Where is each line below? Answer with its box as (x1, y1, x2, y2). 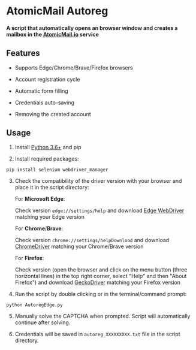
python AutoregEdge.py (6, 302, 63, 308)
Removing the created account (14, 110, 91, 117)
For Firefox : (14, 255, 44, 262)
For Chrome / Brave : (14, 225, 64, 232)
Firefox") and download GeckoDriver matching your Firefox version (14, 279, 181, 286)
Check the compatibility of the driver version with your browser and (14, 177, 182, 185)
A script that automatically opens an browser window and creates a (6, 24, 178, 31)
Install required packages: (14, 155, 79, 162)
